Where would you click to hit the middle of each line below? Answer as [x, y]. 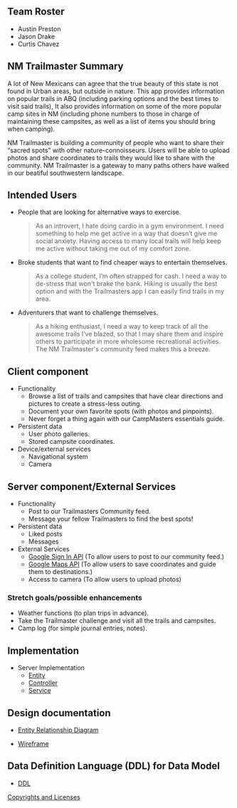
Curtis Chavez [38, 44]
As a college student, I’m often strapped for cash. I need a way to [131, 276]
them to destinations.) [60, 572]
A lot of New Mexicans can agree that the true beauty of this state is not [113, 83]
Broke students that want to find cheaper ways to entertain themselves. [122, 262]
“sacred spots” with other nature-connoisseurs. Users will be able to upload [118, 150]
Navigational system [58, 457]
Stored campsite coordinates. [72, 442]
